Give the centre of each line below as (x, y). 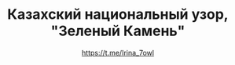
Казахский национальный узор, (118, 14)
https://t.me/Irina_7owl (118, 52)
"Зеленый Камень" (118, 31)
